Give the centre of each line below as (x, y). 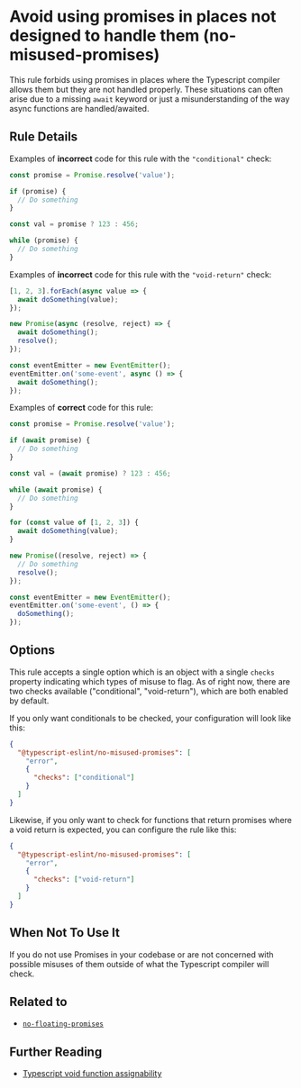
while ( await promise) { (56, 490)
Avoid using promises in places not (143, 17)
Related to (38, 1002)
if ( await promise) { (50, 440)
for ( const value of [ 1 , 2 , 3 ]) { (74, 523)
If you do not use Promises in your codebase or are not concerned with (141, 954)
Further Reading (56, 1052)
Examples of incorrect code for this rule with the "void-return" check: (141, 274)
